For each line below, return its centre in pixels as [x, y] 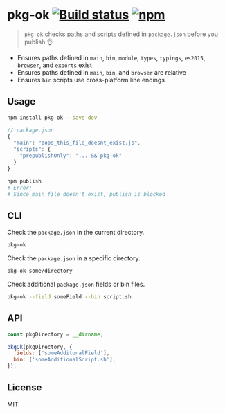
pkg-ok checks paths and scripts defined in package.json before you [121, 34]
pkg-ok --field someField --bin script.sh [69, 297]
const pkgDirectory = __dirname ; [55, 334]
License [25, 388]
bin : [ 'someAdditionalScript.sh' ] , [65, 360]
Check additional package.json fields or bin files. [76, 284]
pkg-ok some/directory [40, 271]
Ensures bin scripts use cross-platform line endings [91, 80]
